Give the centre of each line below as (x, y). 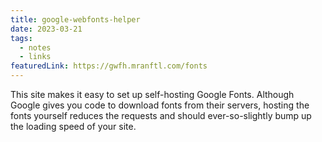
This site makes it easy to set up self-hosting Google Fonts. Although (152, 94)
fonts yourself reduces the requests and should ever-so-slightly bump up (161, 115)
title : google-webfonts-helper (75, 19)
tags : (21, 38)
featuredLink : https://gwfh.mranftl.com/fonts (109, 66)
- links (35, 57)
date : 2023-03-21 (46, 29)
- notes (35, 47)
